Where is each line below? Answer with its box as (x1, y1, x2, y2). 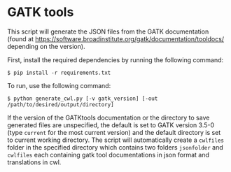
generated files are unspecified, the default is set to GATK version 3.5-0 (7, 120, 215, 129)
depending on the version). (7, 42, 85, 50)
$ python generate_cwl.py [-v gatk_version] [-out (7, 95, 158, 102)
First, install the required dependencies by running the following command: (7, 55, 224, 64)
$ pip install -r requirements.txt (7, 69, 111, 76)
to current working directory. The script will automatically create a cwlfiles (7, 136, 224, 144)
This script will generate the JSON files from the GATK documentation (7, 27, 209, 36)
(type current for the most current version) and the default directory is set (7, 128, 221, 136)
